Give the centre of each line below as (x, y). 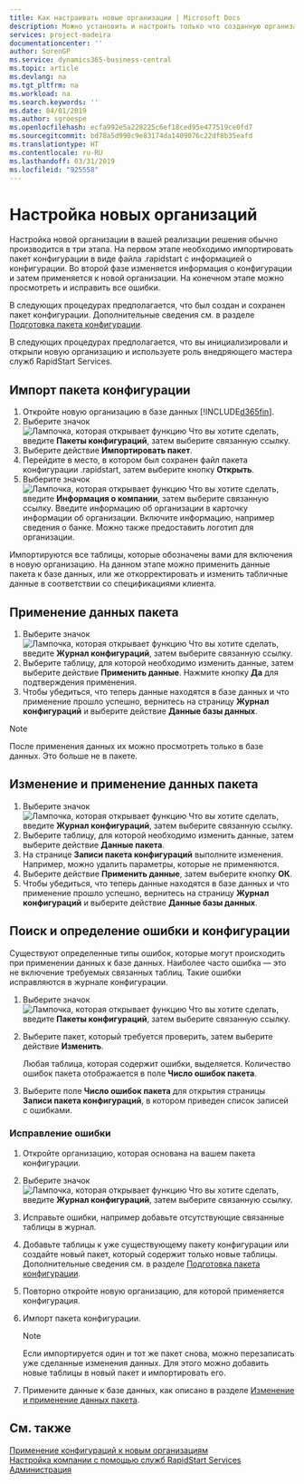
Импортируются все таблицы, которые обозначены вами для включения (151, 555)
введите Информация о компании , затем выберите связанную (146, 499)
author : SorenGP (40, 52)
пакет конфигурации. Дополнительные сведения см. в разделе (132, 315)
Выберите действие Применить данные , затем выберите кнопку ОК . (157, 874)
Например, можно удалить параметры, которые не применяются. (151, 864)
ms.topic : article (44, 69)
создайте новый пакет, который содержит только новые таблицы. (150, 1254)
